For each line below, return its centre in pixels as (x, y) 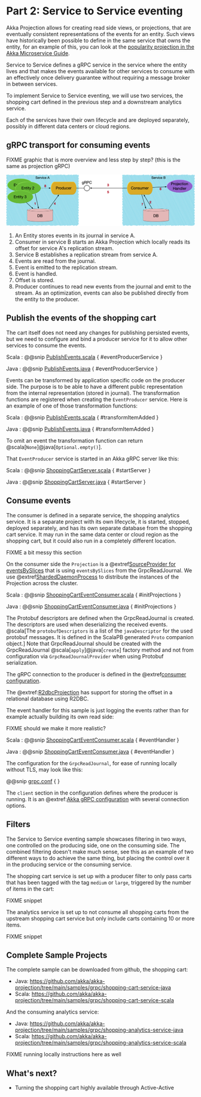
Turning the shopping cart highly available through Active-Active (95, 1088)
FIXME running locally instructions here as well (64, 1054)
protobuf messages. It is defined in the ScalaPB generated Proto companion (100, 637)
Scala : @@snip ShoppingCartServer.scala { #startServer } (78, 470)
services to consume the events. (46, 345)
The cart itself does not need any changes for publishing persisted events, (98, 332)
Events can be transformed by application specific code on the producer (96, 380)
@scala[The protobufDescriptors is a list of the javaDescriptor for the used (100, 631)
